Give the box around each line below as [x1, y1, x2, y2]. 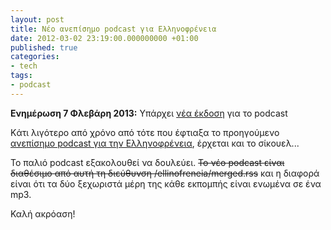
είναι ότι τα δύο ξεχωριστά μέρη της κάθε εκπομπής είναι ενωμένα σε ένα [10, 177, 322, 190]
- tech [10, 61, 38, 71]
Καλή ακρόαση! [10, 207, 76, 220]
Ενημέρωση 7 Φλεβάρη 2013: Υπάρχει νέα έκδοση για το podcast [10, 107, 288, 119]
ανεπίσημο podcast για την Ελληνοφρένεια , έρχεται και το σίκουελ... [10, 137, 300, 149]
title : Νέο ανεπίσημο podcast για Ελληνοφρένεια [10, 24, 217, 34]
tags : [10, 71, 33, 81]
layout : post [10, 14, 65, 25]
